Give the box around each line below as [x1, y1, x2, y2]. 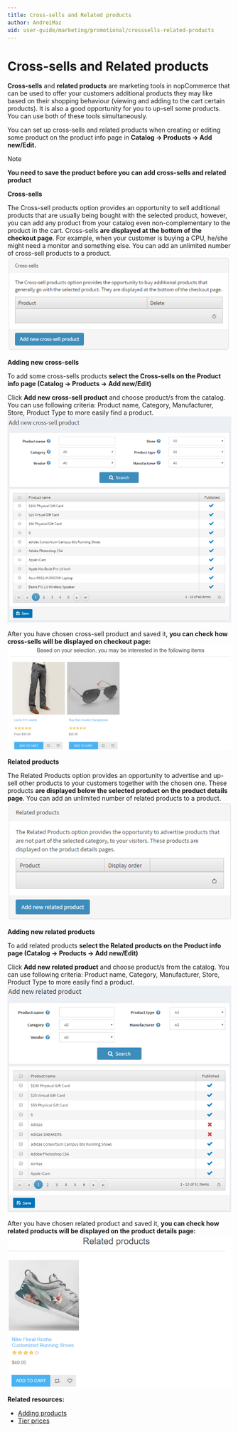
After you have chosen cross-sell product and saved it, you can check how [7, 630, 228, 638]
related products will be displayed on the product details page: [7, 1227, 196, 1235]
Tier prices [17, 1416, 50, 1425]
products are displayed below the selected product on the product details [7, 786, 228, 794]
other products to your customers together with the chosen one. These [18, 779, 227, 787]
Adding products [17, 1408, 67, 1417]
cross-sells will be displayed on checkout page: [7, 638, 151, 646]
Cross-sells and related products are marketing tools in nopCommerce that [7, 82, 230, 90]
